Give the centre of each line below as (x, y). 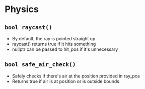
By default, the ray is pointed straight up (54, 38)
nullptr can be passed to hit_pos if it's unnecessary (65, 49)
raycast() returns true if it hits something (54, 44)
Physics (22, 9)
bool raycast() (28, 27)
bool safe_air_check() (40, 65)
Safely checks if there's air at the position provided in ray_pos (76, 76)
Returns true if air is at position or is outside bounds (65, 81)
